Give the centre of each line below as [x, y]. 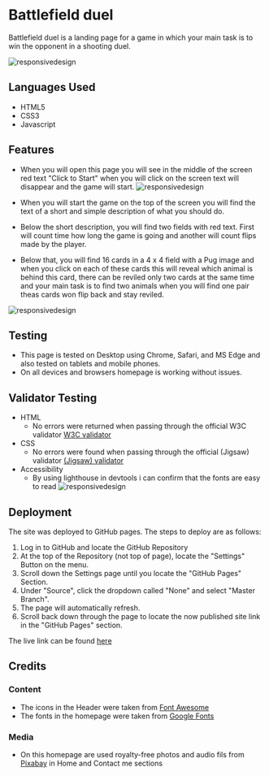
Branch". [35, 599]
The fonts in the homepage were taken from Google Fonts [117, 716]
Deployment [40, 512]
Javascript [38, 124]
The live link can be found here [60, 641]
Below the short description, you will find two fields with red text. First [137, 227]
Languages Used [52, 87]
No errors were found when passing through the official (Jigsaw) [141, 452]
